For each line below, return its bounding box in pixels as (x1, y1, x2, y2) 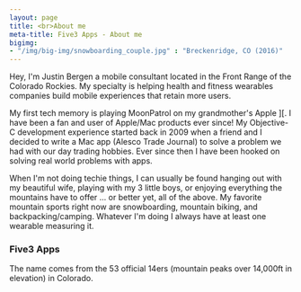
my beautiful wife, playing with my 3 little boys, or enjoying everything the (9, 182, 283, 193)
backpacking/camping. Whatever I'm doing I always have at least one (9, 211, 267, 222)
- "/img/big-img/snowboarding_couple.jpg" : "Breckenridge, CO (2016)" (9, 47, 283, 56)
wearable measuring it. (9, 221, 94, 232)
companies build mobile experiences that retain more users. (9, 91, 232, 102)
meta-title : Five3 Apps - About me (9, 30, 143, 39)
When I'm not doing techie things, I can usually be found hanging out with (9, 173, 283, 184)
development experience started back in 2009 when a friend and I (17, 127, 262, 137)
